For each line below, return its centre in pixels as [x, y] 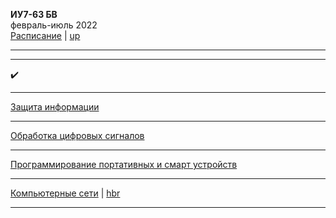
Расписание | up [45, 35]
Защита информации [55, 107]
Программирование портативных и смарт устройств [124, 164]
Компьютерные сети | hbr [65, 193]
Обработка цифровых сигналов [77, 135]
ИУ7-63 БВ [34, 14]
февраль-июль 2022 [54, 25]
